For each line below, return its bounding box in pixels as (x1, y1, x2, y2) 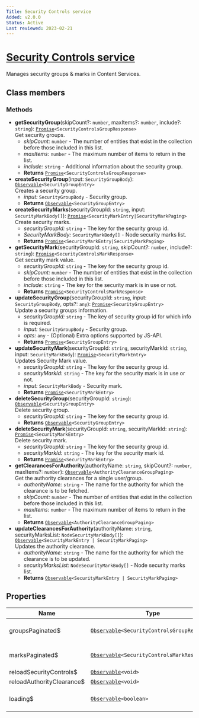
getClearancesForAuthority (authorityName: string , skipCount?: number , (14, 462, 192, 469)
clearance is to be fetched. (23, 487, 89, 494)
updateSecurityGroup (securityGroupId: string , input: (14, 294, 147, 301)
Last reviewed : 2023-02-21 (6, 25, 73, 31)
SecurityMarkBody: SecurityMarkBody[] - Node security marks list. (23, 231, 187, 238)
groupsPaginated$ (9, 626, 61, 634)
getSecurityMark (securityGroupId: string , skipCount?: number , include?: (14, 244, 192, 251)
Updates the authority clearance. (14, 543, 96, 550)
